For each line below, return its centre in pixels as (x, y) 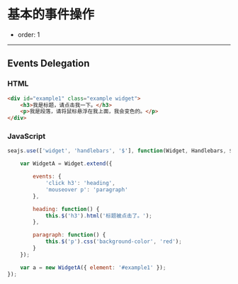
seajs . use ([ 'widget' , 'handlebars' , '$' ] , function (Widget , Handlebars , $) (121, 151)
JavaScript (27, 137)
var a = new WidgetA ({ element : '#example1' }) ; (93, 267)
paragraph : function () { (69, 235)
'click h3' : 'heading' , (80, 183)
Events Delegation (49, 63)
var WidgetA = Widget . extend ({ (66, 164)
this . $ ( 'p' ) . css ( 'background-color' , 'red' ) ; (113, 242)
